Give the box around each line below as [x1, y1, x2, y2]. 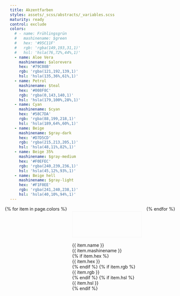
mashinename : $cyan [19, 107, 61, 112]
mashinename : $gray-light [19, 177, 74, 183]
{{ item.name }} [72, 242, 105, 248]
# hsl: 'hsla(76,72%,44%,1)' [14, 50, 81, 55]
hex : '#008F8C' [19, 87, 51, 93]
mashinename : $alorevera [19, 60, 72, 65]
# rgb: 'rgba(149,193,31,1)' [14, 45, 81, 50]
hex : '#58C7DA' [19, 111, 51, 117]
